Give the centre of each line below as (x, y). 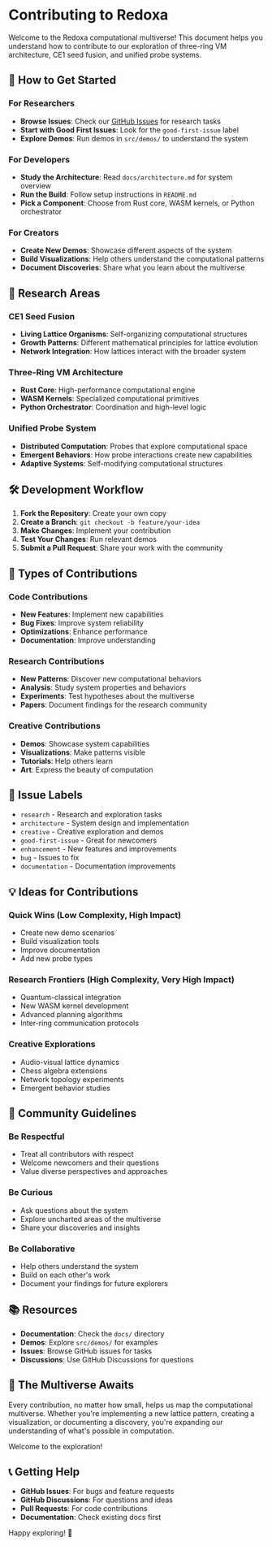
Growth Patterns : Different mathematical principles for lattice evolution (139, 342)
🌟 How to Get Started (63, 80)
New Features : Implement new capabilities (92, 614)
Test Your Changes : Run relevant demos (88, 539)
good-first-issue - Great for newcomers (89, 840)
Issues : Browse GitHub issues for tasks (86, 1351)
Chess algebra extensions (64, 1071)
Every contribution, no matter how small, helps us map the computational (131, 1405)
